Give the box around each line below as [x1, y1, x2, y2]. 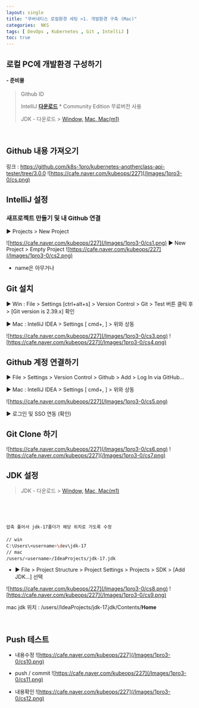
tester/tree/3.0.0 [6, 170, 46, 177]
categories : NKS [6, 22, 49, 28]
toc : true [6, 35, 31, 41]
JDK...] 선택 [14, 573, 43, 581]
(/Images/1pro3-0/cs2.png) [6, 252, 73, 259]
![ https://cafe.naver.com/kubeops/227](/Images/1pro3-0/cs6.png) [6, 445, 168, 453]
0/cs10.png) [14, 658, 45, 665]
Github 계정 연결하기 [6, 357, 79, 367]
